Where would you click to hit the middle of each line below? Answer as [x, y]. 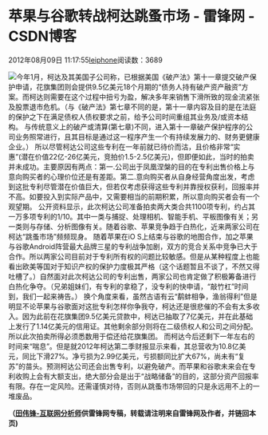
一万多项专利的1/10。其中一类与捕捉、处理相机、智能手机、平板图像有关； [130, 216]
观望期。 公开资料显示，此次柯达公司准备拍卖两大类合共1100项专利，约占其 [132, 206]
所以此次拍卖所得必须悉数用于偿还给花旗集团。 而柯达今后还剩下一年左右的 [132, 336]
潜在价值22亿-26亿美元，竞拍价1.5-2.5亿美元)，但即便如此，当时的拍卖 [138, 156]
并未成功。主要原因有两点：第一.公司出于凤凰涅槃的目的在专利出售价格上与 [132, 166]
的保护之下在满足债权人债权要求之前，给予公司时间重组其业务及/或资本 [125, 117]
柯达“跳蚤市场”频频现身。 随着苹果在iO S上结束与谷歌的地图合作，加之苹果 [131, 236]
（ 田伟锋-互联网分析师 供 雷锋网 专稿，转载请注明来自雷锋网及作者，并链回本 [132, 413]
